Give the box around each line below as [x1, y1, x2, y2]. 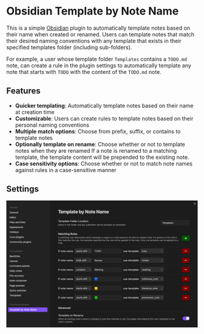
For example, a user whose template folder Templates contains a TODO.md [6, 55, 187, 62]
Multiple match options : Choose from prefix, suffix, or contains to [15, 127, 181, 135]
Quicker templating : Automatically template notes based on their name [15, 102, 194, 109]
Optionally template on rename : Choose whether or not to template [15, 141, 185, 148]
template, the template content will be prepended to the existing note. [15, 153, 189, 161]
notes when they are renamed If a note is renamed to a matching [15, 147, 177, 154]
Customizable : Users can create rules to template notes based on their [15, 115, 194, 122]
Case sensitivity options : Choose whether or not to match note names [15, 159, 193, 167]
